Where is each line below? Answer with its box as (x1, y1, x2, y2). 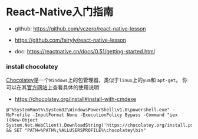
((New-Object (6, 117, 38, 123)
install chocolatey (6, 62, 58, 70)
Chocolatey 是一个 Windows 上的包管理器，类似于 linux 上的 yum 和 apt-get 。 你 (6, 77, 188, 84)
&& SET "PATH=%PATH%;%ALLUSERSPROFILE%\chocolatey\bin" (6, 127, 146, 134)
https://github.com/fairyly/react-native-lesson (14, 36, 127, 43)
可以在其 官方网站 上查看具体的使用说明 (6, 84, 99, 91)
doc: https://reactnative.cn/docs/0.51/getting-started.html (14, 48, 155, 55)
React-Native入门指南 (6, 5, 114, 19)
